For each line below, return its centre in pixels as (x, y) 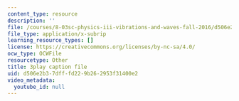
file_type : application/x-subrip (57, 34)
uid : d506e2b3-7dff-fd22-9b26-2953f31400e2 (73, 73)
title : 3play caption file (47, 67)
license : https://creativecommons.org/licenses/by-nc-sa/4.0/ (101, 47)
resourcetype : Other (38, 60)
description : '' (31, 21)
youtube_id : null (39, 87)
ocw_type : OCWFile (34, 54)
